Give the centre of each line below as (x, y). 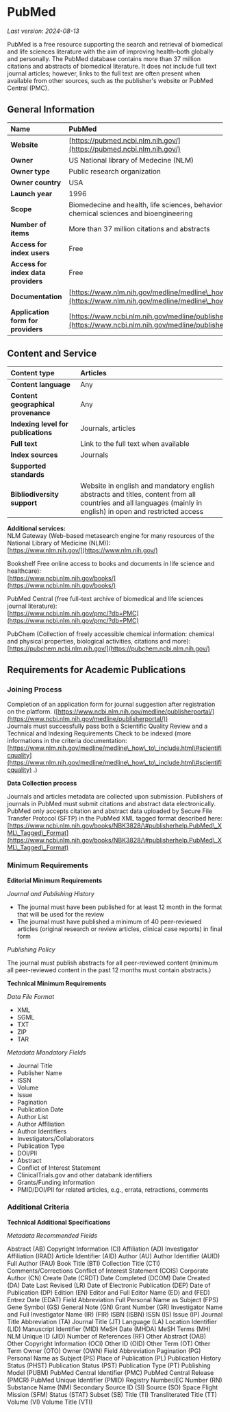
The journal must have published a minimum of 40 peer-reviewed (109, 921)
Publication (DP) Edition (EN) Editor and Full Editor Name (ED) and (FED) (108, 1292)
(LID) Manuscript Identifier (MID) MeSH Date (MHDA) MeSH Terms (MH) (109, 1329)
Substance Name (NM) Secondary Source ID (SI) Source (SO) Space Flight (113, 1387)
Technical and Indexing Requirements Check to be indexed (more (99, 733)
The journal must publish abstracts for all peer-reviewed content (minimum (113, 963)
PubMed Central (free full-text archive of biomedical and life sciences (105, 598)
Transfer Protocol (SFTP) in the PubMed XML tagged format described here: (115, 819)
